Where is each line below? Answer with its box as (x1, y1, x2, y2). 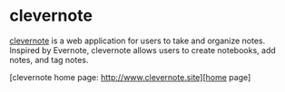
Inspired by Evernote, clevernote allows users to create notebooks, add (9, 44, 277, 55)
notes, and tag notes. (9, 54, 89, 65)
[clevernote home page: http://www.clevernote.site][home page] (9, 71, 251, 82)
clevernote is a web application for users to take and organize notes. (9, 35, 266, 46)
